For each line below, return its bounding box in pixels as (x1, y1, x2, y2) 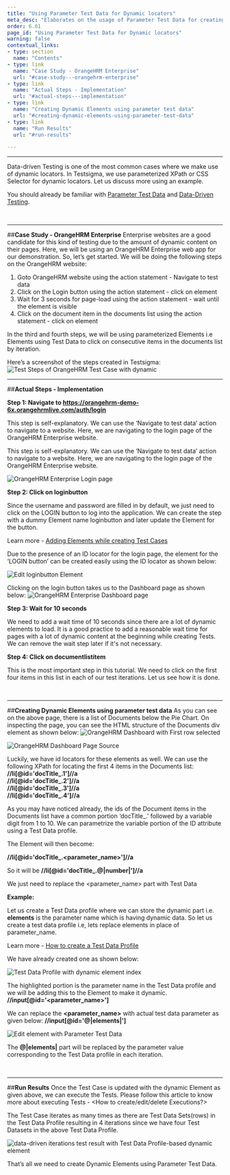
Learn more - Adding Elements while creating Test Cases (7, 537, 168, 545)
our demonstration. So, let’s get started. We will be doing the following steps (7, 253, 222, 261)
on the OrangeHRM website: (7, 260, 87, 268)
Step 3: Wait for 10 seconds (7, 605, 87, 613)
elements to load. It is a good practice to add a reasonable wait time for (7, 625, 208, 633)
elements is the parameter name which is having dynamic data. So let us (7, 914, 213, 922)
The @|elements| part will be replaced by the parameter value (7, 1043, 184, 1051)
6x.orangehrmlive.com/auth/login (7, 406, 106, 414)
